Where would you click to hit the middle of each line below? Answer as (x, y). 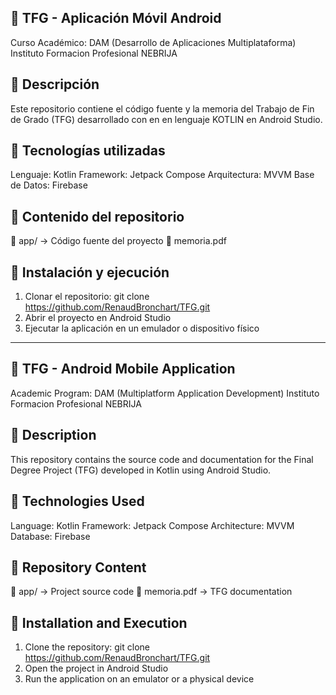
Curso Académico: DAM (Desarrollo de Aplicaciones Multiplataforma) (153, 42)
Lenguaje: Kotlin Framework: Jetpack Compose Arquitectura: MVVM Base (162, 175)
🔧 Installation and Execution (99, 622)
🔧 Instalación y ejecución (90, 272)
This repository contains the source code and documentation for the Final (162, 459)
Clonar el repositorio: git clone (87, 297)
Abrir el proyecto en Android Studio (98, 318)
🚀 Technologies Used (77, 501)
